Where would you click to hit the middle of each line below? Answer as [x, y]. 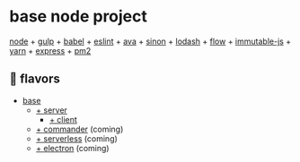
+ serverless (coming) [77, 138]
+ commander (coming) [79, 129]
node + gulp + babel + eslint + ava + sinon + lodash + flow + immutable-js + [150, 41]
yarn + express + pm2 [50, 50]
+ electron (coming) [72, 148]
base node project [79, 17]
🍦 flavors [35, 79]
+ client [63, 119]
